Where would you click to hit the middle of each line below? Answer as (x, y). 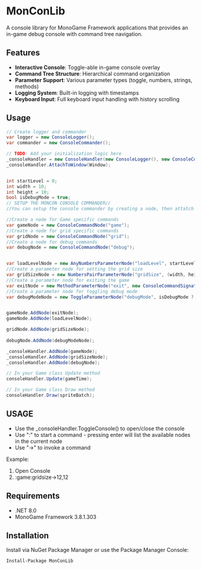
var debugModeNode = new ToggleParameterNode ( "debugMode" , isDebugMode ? (100, 297)
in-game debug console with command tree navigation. (74, 34)
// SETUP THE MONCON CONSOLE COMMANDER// (59, 203)
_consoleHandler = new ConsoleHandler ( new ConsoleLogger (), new (88, 159)
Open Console (33, 471)
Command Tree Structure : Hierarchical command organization (92, 74)
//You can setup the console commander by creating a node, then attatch (100, 209)
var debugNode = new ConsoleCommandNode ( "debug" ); (71, 248)
